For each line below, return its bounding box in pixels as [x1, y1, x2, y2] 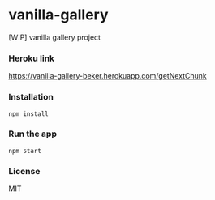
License [8, 165, 41, 177]
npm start [8, 147, 42, 155]
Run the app [8, 128, 57, 139]
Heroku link [8, 53, 55, 64]
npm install [8, 109, 49, 118]
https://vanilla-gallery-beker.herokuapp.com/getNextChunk [8, 71, 207, 81]
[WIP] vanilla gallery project [8, 32, 101, 42]
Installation [8, 91, 54, 103]
